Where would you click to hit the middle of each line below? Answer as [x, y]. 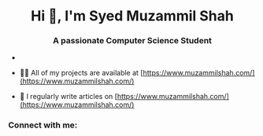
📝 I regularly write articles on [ [69, 97]
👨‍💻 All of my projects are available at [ [81, 73]
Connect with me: [43, 125]
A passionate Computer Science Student [132, 41]
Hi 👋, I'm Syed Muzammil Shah [132, 16]
